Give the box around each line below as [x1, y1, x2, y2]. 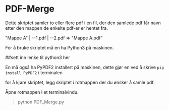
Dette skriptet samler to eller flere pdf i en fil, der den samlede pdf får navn [5, 20, 161, 26]
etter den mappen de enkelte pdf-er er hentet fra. [5, 25, 108, 31]
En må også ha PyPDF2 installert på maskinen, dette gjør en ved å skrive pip [5, 64, 164, 70]
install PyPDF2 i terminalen [5, 69, 63, 76]
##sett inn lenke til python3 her [5, 54, 71, 61]
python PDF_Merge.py [17, 99, 65, 105]
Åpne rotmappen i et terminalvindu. [5, 89, 79, 95]
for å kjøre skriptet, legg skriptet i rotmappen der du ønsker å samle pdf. [5, 79, 155, 85]
